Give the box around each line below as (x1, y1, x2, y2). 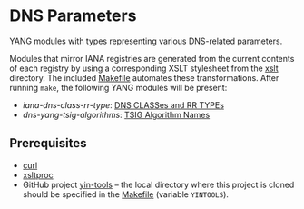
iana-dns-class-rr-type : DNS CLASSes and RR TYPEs (22, 99, 225, 110)
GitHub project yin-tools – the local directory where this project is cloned (22, 179, 295, 190)
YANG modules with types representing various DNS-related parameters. (9, 35, 283, 46)
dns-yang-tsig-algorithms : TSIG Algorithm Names (22, 109, 211, 120)
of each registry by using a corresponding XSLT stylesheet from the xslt (9, 63, 279, 74)
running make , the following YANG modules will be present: (9, 82, 228, 93)
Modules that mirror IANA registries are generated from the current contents (9, 53, 295, 64)
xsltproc (22, 169, 54, 180)
